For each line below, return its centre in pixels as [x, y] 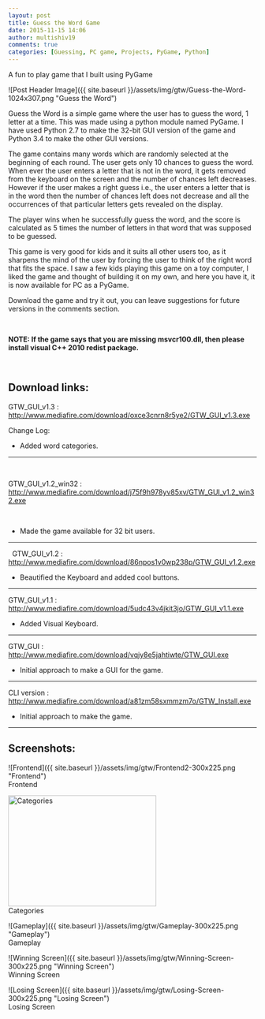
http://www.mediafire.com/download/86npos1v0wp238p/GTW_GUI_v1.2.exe [132, 562]
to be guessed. [33, 236]
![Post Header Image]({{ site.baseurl [67, 90]
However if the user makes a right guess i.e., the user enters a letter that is [129, 187]
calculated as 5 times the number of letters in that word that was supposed [130, 228]
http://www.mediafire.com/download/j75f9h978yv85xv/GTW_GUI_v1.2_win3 [131, 492]
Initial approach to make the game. [76, 716]
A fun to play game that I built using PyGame [80, 75]
